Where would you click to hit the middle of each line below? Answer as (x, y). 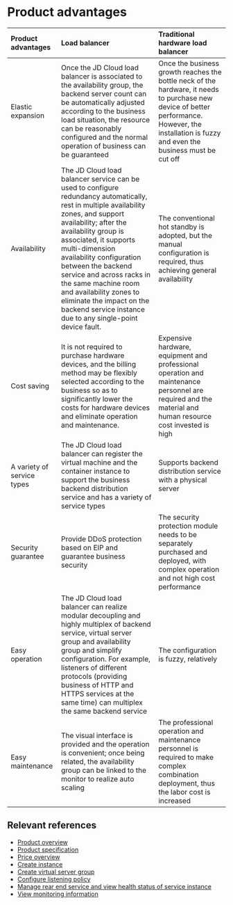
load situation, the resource (106, 120)
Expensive (175, 338)
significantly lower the (97, 399)
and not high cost (187, 578)
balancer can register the (102, 454)
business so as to (89, 390)
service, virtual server (97, 632)
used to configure (90, 187)
